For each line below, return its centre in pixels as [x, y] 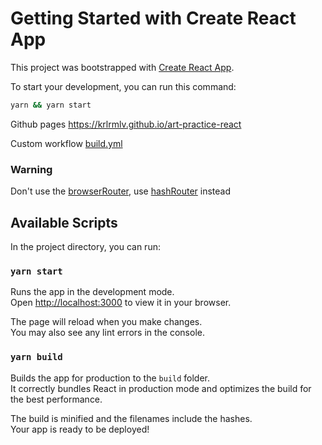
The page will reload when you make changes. [106, 322]
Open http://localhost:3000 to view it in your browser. [121, 303]
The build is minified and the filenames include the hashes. [131, 418]
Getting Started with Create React [153, 18]
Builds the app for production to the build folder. [110, 378]
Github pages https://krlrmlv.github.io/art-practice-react [126, 124]
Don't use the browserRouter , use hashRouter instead [121, 191]
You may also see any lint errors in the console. [107, 333]
